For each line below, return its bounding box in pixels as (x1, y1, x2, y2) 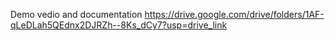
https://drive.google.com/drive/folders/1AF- (144, 9, 325, 20)
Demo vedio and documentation (10, 9, 143, 20)
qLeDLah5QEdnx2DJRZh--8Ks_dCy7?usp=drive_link (10, 19, 228, 31)
